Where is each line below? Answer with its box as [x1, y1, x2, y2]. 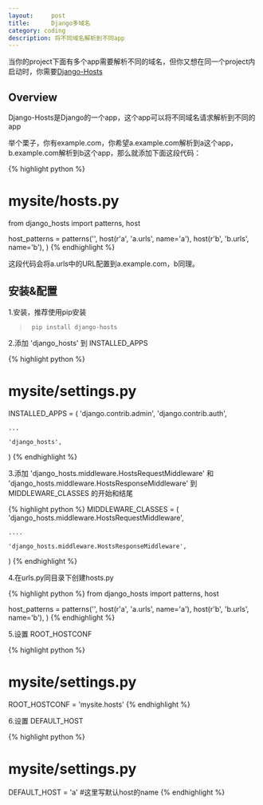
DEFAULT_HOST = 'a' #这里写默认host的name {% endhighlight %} [8, 787, 226, 797]
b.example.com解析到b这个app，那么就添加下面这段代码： [8, 149, 202, 158]
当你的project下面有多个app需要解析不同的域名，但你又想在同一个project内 [8, 57, 256, 66]
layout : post [8, 11, 66, 20]
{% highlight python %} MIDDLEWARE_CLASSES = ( [8, 504, 179, 514]
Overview [8, 90, 58, 104]
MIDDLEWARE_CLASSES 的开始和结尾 [8, 488, 133, 498]
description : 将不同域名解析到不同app [8, 34, 125, 42]
